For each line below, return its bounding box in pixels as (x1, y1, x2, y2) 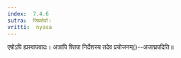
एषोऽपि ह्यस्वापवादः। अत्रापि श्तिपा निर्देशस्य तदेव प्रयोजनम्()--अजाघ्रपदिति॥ (7, 43, 174, 52)
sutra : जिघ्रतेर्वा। (7, 17, 52, 24)
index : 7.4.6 (7, 10, 50, 18)
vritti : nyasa (7, 23, 53, 30)
